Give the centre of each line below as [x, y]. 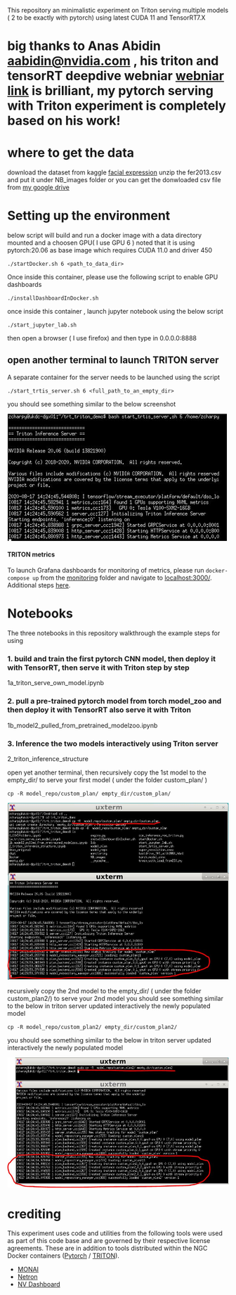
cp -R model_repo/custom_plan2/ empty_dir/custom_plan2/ [92, 1027]
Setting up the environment [89, 216]
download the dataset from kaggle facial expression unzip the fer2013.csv [114, 172]
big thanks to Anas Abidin [84, 46]
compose [19, 579]
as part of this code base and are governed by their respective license [109, 1241]
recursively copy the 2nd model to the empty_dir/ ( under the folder [104, 990]
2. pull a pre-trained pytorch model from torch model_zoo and [114, 701]
